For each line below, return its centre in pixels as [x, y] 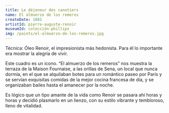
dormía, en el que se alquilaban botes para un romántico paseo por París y [84, 74]
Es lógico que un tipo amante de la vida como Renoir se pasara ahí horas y [84, 95]
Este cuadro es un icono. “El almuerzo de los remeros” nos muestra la [79, 63]
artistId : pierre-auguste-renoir [41, 24]
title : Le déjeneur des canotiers [42, 10]
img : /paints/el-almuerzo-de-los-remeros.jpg [54, 34]
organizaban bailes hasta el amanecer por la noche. [60, 85]
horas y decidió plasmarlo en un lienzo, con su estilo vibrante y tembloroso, [85, 100]
